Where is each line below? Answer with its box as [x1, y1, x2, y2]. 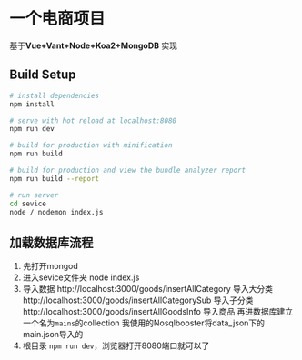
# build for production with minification [9, 141, 173, 150]
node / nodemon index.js [9, 207, 104, 216]
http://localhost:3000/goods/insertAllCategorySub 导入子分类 [22, 295, 254, 305]
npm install [9, 99, 55, 109]
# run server [9, 190, 59, 200]
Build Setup [9, 67, 76, 83]
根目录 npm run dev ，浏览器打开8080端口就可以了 [22, 340, 210, 351]
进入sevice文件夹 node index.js [22, 272, 140, 283]
